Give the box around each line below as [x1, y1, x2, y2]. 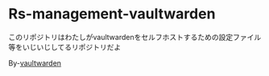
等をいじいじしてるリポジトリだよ [8, 42, 122, 52]
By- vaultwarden [8, 58, 62, 68]
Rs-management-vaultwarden [8, 5, 216, 23]
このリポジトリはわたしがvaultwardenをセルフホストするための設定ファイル [8, 32, 262, 42]
